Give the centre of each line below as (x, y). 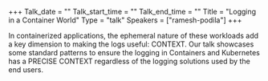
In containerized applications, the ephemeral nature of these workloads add (134, 36)
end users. (26, 70)
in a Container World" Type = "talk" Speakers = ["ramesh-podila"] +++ (125, 20)
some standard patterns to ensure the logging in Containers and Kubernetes (134, 53)
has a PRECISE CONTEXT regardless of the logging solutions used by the (129, 61)
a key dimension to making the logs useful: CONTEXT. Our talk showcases (131, 44)
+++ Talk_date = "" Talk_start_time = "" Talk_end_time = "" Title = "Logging (132, 12)
